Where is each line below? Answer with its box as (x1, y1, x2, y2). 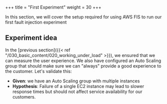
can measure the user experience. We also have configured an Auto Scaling (5, 57, 162, 63)
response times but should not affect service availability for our (12, 88, 143, 94)
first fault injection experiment (5, 19, 67, 25)
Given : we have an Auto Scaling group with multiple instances (12, 77, 140, 84)
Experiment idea (5, 33, 57, 42)
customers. (12, 93, 36, 99)
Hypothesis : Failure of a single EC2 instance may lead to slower (12, 83, 145, 89)
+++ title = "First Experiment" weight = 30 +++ (5, 4, 102, 10)
